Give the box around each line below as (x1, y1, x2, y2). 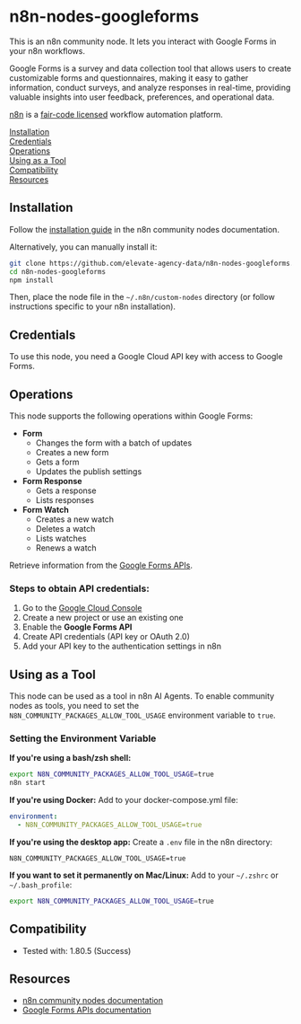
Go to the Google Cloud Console (21, 603, 142, 614)
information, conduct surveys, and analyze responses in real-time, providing (9, 82, 291, 93)
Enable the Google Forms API (21, 622, 133, 632)
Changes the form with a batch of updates (35, 437, 193, 448)
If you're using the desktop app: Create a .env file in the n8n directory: (9, 836, 273, 847)
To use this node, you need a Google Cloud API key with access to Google (9, 351, 284, 362)
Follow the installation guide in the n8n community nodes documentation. (9, 224, 280, 234)
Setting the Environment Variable (9, 732, 157, 745)
